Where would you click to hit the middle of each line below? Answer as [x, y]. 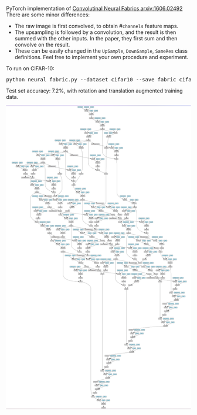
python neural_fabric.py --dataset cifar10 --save [80, 79]
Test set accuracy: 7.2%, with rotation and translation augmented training [94, 91]
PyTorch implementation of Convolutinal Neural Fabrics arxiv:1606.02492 [94, 8]
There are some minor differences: [48, 15]
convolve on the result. [42, 44]
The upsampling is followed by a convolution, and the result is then [95, 32]
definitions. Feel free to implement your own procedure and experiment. [101, 57]
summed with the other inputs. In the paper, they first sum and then [96, 38]
